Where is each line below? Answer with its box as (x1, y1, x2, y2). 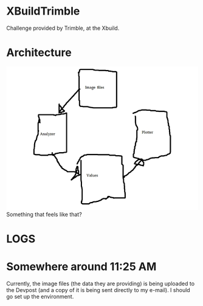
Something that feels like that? (6, 210, 82, 218)
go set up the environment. (6, 293, 74, 300)
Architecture (6, 46, 72, 60)
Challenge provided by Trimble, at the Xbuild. (6, 24, 120, 32)
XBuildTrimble (6, 4, 80, 18)
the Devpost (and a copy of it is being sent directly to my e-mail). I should (6, 287, 190, 293)
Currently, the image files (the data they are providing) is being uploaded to (6, 280, 195, 287)
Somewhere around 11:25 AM (6, 260, 157, 274)
